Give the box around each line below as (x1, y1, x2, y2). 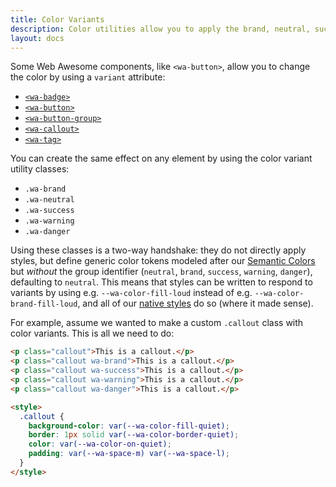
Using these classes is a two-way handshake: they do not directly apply (10, 244, 307, 256)
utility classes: (10, 163, 70, 175)
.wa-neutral (24, 195, 75, 205)
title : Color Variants (10, 14, 105, 25)
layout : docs (10, 33, 65, 43)
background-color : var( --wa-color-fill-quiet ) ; (28, 421, 230, 431)
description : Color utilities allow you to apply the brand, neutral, (10, 24, 311, 34)
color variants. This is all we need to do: (10, 327, 175, 340)
